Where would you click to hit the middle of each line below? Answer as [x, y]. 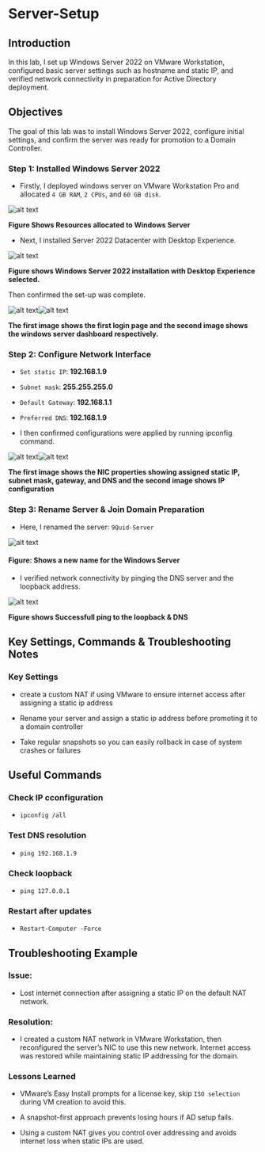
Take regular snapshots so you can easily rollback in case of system [131, 742]
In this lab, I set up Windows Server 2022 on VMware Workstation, [117, 62]
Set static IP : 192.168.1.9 [63, 372]
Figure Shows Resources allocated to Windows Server [99, 225]
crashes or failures [50, 750]
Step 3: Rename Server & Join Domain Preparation [106, 509]
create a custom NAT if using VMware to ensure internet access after [132, 694]
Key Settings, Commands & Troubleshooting [120, 642]
